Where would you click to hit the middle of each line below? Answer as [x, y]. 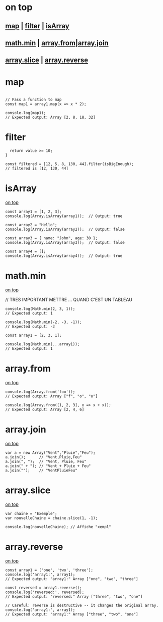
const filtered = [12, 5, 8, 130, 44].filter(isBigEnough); [70, 164]
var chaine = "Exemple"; [31, 513]
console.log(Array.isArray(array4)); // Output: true [64, 256]
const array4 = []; [26, 251]
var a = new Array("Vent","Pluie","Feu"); [50, 453]
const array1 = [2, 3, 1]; [33, 335]
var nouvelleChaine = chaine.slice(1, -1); [52, 518]
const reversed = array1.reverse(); [44, 588]
